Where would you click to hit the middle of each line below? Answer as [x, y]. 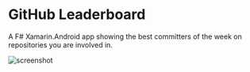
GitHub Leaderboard [77, 15]
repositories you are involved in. [61, 44]
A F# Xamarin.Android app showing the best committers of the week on [125, 36]
